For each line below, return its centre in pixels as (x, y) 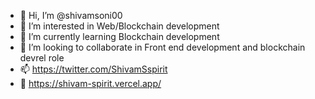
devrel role (42, 58)
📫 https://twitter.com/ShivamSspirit (93, 69)
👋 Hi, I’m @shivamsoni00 (71, 15)
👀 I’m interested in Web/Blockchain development (119, 26)
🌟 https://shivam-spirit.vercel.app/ (90, 83)
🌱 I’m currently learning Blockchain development (119, 36)
